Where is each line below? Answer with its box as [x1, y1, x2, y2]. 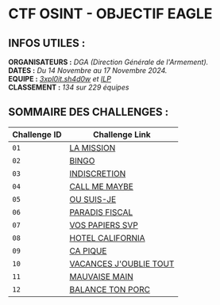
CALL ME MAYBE [69, 181, 133, 192]
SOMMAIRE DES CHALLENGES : [8, 105, 169, 119]
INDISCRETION [69, 168, 126, 179]
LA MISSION [69, 142, 116, 153]
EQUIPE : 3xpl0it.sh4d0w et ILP [8, 74, 111, 83]
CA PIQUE [69, 245, 107, 256]
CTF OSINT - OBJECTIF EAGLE [8, 5, 213, 23]
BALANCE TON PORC [69, 284, 151, 295]
